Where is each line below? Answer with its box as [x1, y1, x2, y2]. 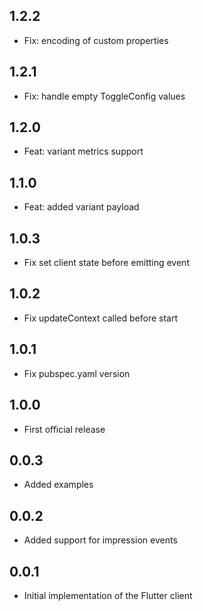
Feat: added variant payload [23, 201, 140, 213]
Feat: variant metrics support [23, 145, 144, 158]
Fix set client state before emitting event [23, 257, 190, 269]
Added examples [23, 479, 94, 491]
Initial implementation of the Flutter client [23, 589, 193, 601]
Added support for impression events [23, 534, 178, 546]
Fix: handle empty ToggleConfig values [23, 90, 186, 102]
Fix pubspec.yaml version [23, 367, 131, 379]
